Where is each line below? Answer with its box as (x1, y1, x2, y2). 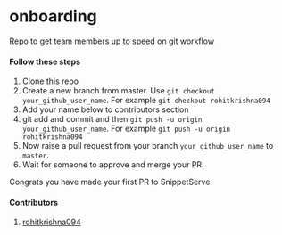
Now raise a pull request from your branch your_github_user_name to (21, 141, 274, 151)
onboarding (9, 6, 98, 27)
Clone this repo (21, 76, 79, 86)
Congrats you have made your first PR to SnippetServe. (9, 176, 212, 188)
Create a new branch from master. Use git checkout (21, 85, 216, 96)
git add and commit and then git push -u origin (21, 114, 203, 125)
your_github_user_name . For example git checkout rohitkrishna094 (21, 95, 270, 106)
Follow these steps (9, 56, 81, 67)
